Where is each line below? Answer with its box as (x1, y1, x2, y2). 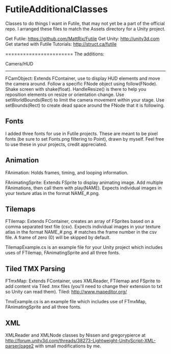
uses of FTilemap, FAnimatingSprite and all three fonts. (5, 250, 121, 256)
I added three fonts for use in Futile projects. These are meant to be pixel (5, 131, 158, 137)
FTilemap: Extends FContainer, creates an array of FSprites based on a (5, 218, 154, 224)
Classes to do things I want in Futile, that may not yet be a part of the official (5, 20, 165, 26)
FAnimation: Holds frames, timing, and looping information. (5, 169, 129, 176)
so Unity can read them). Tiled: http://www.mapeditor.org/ (5, 288, 127, 295)
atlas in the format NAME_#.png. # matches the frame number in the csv (5, 229, 157, 235)
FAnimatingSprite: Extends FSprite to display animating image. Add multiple (5, 179, 163, 185)
